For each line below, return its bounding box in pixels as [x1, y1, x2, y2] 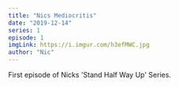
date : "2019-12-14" [8, 19, 73, 27]
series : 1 [8, 26, 41, 34]
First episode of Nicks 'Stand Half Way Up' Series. [8, 70, 172, 79]
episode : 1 [8, 33, 44, 42]
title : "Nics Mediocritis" [8, 11, 97, 20]
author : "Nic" [8, 48, 55, 56]
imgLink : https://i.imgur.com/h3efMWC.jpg [8, 41, 150, 49]
